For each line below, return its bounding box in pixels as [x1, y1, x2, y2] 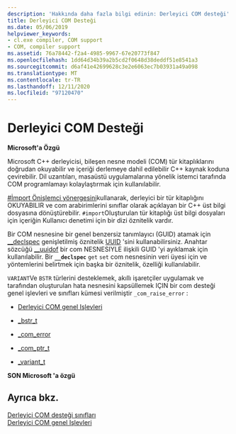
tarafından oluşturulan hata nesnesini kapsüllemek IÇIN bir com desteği [7, 282, 216, 290]
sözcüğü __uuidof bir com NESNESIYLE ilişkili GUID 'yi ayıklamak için [7, 245, 208, 254]
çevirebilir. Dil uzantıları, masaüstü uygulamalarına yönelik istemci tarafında [7, 172, 227, 181]
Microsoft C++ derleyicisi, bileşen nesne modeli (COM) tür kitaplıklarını [7, 157, 214, 166]
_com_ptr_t [17, 344, 50, 352]
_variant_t [17, 357, 46, 366]
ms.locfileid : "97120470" [7, 89, 84, 96]
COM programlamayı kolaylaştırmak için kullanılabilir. [7, 180, 162, 189]
